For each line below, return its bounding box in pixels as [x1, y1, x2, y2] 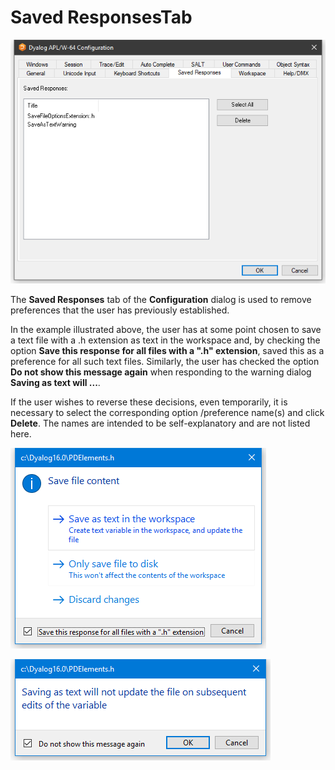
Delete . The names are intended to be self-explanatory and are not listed [10, 417, 311, 429]
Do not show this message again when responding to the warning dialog [10, 366, 312, 378]
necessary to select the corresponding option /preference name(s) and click [10, 406, 325, 418]
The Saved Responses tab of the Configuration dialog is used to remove [10, 293, 312, 305]
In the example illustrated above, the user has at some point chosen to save [10, 323, 322, 335]
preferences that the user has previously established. [10, 304, 230, 316]
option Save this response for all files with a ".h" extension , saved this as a [10, 344, 325, 356]
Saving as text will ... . [10, 376, 101, 388]
